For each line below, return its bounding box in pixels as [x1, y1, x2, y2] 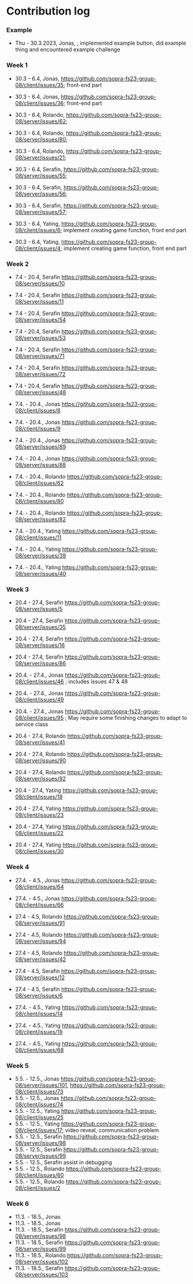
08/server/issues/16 [15, 642, 65, 649]
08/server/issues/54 [15, 316, 67, 324]
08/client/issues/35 [15, 81, 64, 88]
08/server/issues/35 [15, 624, 66, 631]
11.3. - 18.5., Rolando [15, 1252, 67, 1259]
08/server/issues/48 [15, 389, 67, 396]
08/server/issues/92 [15, 775, 67, 783]
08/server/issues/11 [15, 298, 64, 305]
